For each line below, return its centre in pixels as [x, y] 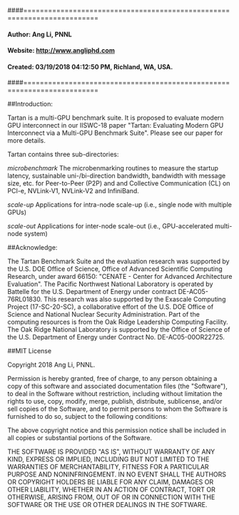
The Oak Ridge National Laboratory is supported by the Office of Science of [119, 330]
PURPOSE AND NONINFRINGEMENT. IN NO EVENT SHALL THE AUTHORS [117, 474]
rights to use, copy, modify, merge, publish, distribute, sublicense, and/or [115, 402]
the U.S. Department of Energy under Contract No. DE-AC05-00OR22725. [116, 337]
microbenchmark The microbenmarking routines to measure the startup [113, 168]
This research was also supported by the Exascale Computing [135, 300]
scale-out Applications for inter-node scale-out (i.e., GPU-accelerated [111, 226]
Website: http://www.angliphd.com [61, 51]
